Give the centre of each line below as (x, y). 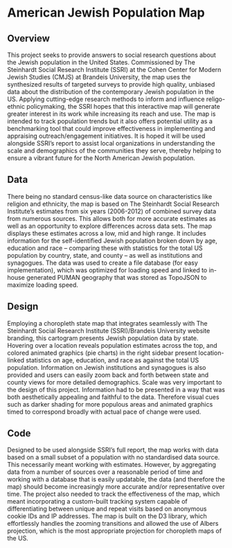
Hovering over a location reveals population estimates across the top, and (112, 345)
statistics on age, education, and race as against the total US (113, 360)
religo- (216, 99)
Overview (29, 38)
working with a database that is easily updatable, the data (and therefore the (116, 479)
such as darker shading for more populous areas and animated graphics (110, 404)
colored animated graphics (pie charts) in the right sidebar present (102, 353)
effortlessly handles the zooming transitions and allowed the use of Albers (113, 524)
